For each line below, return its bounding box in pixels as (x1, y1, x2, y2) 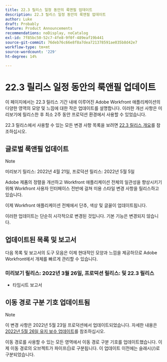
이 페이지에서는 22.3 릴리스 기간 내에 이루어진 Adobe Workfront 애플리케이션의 (5, 99, 161, 105)
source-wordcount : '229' (5, 49, 57, 54)
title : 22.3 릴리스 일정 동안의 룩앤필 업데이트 (5, 7, 92, 13)
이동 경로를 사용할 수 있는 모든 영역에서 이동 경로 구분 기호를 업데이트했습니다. (5, 339, 157, 345)
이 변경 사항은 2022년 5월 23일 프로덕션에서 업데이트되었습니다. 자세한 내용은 (5, 322, 157, 328)
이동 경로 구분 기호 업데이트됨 (5, 298, 90, 306)
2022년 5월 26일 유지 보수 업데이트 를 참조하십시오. (5, 328, 105, 334)
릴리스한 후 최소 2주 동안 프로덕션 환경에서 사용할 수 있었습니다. (22, 111, 146, 118)
